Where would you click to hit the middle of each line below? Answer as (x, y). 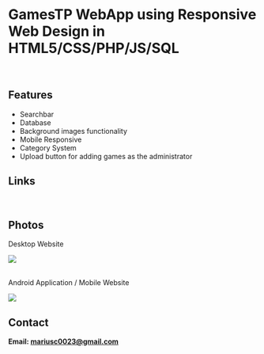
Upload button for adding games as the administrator (106, 156)
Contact (28, 322)
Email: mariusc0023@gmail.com (63, 341)
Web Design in (57, 31)
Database (35, 122)
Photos (26, 225)
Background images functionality (74, 131)
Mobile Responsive (51, 139)
